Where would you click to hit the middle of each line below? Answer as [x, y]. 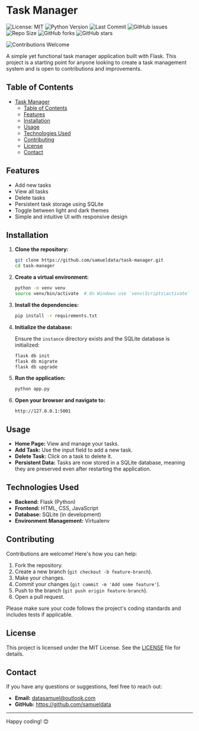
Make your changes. [40, 578]
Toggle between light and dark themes [62, 210]
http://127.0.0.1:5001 [43, 411]
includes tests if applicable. [39, 614]
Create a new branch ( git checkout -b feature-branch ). [84, 571]
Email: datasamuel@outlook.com [55, 698]
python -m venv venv [40, 288]
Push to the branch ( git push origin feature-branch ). [81, 590]
